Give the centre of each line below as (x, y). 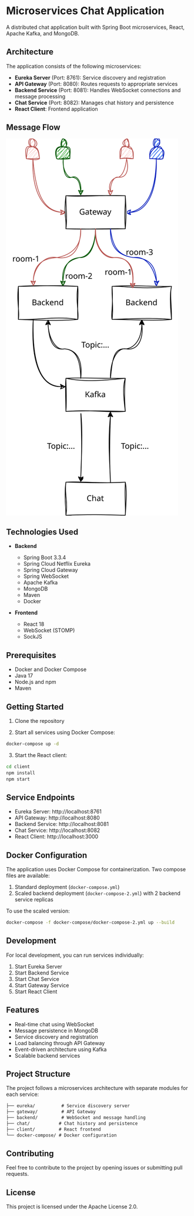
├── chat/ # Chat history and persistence (72, 1124)
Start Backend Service (42, 973)
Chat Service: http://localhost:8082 (57, 830)
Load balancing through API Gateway (60, 1043)
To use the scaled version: (38, 911)
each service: (23, 1095)
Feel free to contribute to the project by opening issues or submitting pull (94, 1168)
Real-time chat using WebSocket (54, 1024)
